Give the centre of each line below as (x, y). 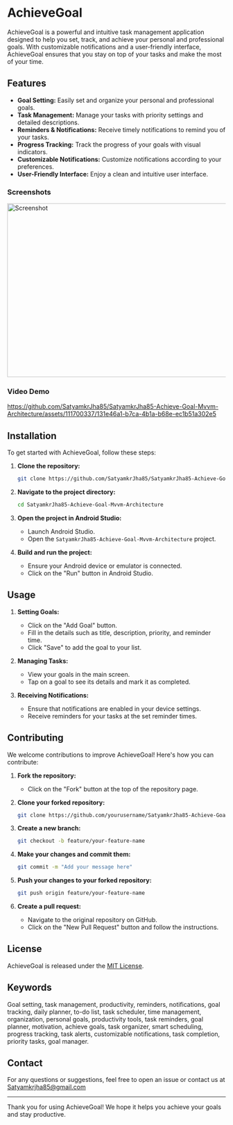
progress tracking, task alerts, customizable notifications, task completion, (114, 1034)
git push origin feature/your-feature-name (81, 893)
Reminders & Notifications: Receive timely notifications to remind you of (121, 129)
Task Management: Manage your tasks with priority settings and (110, 115)
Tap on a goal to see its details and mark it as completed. (109, 682)
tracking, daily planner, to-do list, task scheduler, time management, (104, 1012)
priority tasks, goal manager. (48, 1041)
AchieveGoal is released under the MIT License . (76, 966)
